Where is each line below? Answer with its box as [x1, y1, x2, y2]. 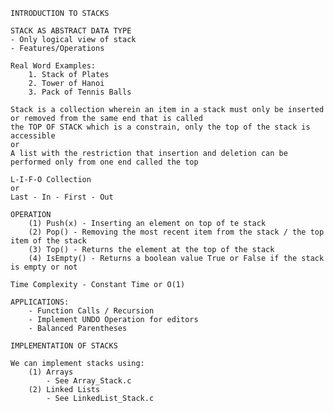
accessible [10, 131, 56, 141]
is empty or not [10, 262, 78, 272]
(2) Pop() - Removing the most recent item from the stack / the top [28, 227, 325, 237]
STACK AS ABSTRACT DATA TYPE [10, 26, 132, 36]
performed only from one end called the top [10, 157, 199, 167]
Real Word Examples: [10, 61, 97, 71]
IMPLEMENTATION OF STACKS [10, 341, 118, 351]
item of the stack [10, 236, 87, 246]
